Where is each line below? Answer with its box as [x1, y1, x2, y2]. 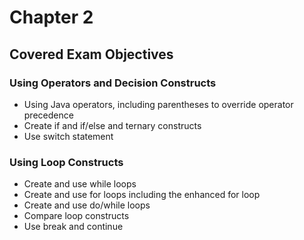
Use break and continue [23, 221, 124, 233]
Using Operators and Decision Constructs [9, 76, 217, 90]
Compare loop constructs [23, 210, 130, 222]
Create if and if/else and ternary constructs [23, 119, 202, 131]
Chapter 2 [9, 6, 94, 29]
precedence [23, 109, 74, 121]
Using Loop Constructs [9, 155, 124, 169]
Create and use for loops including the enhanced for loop [23, 189, 261, 201]
